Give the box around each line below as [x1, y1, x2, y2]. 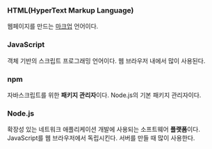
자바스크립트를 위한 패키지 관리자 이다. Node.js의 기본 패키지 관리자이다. [7, 91, 202, 99]
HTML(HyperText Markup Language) [7, 6, 134, 15]
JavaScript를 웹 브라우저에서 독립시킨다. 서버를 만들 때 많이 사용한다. [7, 134, 195, 142]
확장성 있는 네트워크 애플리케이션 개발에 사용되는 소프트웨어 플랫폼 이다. [7, 125, 200, 134]
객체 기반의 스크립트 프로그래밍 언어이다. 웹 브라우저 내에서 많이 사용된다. [7, 56, 206, 64]
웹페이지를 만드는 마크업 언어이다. [7, 22, 99, 30]
